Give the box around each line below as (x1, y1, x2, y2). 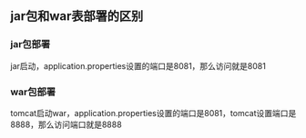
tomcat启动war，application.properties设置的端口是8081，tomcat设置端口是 (10, 107, 297, 118)
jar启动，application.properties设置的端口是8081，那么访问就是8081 (10, 60, 267, 71)
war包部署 (10, 85, 56, 98)
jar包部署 (10, 38, 51, 51)
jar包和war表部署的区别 (10, 8, 144, 25)
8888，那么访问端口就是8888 (10, 119, 122, 130)
